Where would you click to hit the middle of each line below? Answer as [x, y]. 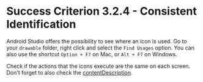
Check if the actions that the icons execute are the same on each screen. [98, 66]
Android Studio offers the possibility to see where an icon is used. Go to [97, 41]
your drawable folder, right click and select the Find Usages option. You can [100, 48]
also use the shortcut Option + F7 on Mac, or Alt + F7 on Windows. [92, 54]
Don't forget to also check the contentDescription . [69, 72]
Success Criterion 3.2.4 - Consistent [102, 11]
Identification [41, 24]
